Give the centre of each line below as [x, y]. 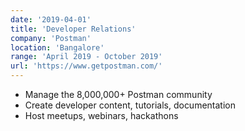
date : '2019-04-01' [51, 19]
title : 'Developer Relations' [73, 29]
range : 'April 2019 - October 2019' [86, 57]
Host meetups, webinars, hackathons [101, 115]
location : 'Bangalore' [57, 47]
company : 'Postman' [51, 38]
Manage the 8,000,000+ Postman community [118, 94]
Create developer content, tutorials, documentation [130, 105]
